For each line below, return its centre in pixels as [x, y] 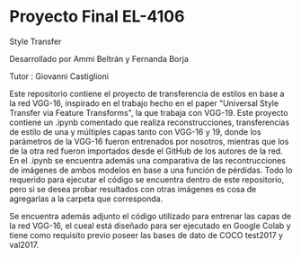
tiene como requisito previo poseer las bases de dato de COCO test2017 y [146, 235]
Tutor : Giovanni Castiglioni [59, 76]
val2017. [24, 244]
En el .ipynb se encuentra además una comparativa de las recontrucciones [147, 160]
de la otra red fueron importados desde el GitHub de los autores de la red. [146, 151]
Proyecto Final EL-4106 [97, 17]
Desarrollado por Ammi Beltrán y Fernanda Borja [99, 58]
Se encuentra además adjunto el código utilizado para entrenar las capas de [150, 216]
